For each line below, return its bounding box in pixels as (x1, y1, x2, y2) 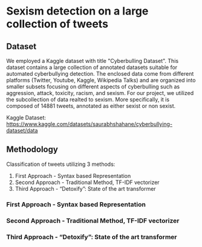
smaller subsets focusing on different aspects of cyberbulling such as (6, 83, 180, 90)
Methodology (6, 144, 59, 155)
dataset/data (6, 127, 38, 134)
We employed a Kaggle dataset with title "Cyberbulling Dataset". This (6, 58, 179, 64)
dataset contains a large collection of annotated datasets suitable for (6, 64, 178, 71)
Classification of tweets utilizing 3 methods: (6, 160, 116, 168)
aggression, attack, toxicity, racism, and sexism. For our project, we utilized (6, 90, 194, 96)
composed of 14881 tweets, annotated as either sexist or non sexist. (6, 102, 176, 110)
